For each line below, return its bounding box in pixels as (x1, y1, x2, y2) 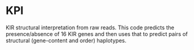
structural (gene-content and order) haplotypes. (5, 37, 126, 44)
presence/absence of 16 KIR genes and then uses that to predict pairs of (5, 30, 189, 37)
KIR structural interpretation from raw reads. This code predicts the (5, 24, 174, 31)
